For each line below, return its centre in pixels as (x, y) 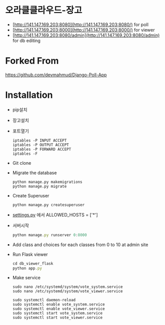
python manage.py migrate (39, 186)
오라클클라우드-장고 (44, 10)
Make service (27, 278)
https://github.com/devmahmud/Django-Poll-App (56, 75)
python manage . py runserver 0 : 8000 (50, 235)
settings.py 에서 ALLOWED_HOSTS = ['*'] (55, 214)
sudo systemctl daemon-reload (44, 300)
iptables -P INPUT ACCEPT (39, 140)
